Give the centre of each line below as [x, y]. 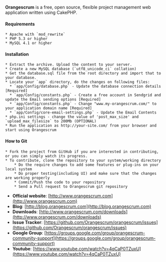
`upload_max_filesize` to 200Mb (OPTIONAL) [51, 122]
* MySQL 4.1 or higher [29, 43]
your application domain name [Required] [49, 108]
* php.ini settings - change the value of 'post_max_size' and [72, 117]
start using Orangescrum [31, 130]
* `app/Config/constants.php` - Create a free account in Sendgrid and [85, 95]
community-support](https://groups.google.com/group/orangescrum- [84, 238]
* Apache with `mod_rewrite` [35, 34]
